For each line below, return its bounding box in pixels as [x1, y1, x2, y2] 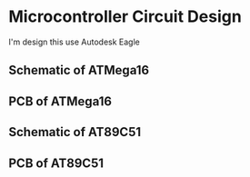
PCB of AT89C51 [8, 155, 105, 171]
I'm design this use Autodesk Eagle [8, 36, 140, 47]
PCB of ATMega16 [8, 93, 113, 109]
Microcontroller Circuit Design [8, 6, 242, 27]
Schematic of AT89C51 [8, 124, 142, 140]
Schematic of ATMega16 [8, 63, 150, 78]
